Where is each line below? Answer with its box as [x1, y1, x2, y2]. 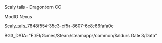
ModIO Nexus [4, 14, 32, 19]
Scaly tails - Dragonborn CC [4, 4, 62, 10]
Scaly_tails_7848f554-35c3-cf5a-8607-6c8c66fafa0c [4, 23, 114, 29]
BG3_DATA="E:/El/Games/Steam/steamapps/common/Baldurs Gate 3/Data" [4, 33, 157, 38]
